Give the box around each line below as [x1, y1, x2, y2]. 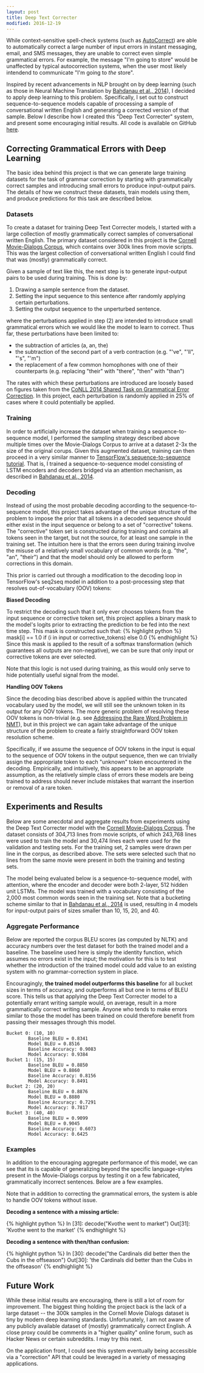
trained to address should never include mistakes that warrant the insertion [6, 778, 194, 785]
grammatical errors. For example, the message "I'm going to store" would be [6, 56, 198, 64]
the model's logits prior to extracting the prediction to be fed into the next [6, 621, 190, 628]
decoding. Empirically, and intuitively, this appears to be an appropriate [6, 765, 184, 772]
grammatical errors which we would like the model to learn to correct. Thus [6, 324, 194, 331]
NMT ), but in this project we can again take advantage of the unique [6, 720, 177, 728]
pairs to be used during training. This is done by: [6, 274, 127, 282]
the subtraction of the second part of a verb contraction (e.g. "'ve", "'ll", [15, 348, 195, 356]
